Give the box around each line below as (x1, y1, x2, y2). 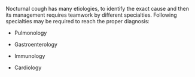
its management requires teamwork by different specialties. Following (5, 11, 177, 19)
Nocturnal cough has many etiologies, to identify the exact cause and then (5, 5, 190, 12)
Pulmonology (14, 29, 47, 36)
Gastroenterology (14, 41, 58, 48)
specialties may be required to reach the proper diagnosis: (5, 18, 150, 24)
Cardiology (14, 64, 42, 71)
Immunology (14, 53, 45, 59)
